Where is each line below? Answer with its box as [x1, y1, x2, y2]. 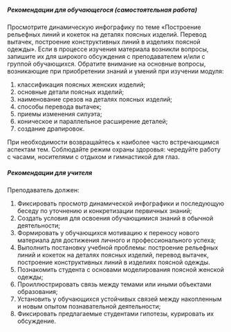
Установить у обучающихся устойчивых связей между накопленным [17, 295, 222, 303]
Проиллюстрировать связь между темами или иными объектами [17, 280, 212, 288]
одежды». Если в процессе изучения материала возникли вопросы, [7, 45, 209, 53]
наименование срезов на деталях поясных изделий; [17, 95, 173, 103]
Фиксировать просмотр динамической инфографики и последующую [17, 199, 225, 207]
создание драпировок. [17, 124, 85, 133]
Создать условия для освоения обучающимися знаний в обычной [17, 214, 214, 222]
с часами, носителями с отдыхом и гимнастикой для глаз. [7, 152, 180, 160]
